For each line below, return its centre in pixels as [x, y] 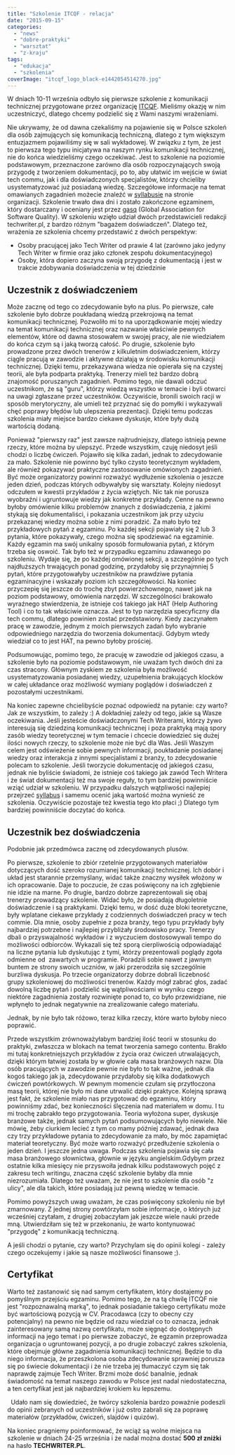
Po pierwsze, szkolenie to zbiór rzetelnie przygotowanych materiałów [108, 863]
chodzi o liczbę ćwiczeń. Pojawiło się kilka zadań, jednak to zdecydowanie [115, 455]
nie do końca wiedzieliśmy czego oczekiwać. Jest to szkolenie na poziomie [116, 157]
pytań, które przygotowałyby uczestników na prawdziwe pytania [100, 574]
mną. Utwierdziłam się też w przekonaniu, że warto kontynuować [101, 1224]
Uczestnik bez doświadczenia [74, 832]
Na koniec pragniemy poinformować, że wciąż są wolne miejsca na [104, 1430]
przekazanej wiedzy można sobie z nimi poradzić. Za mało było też [104, 522]
